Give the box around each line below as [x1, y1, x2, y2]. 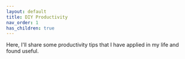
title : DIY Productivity [6, 14, 68, 20]
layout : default [6, 8, 47, 15]
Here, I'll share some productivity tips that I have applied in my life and [6, 41, 179, 48]
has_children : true [6, 25, 55, 31]
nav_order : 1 [6, 19, 39, 25]
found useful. [6, 48, 39, 55]
